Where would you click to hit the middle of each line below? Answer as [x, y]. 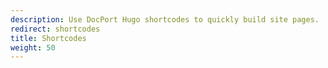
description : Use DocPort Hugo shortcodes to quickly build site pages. [165, 19]
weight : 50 [33, 47]
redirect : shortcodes [55, 29]
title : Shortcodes [48, 38]
